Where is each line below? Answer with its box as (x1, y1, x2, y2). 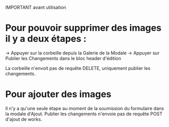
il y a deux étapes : (5, 33, 87, 45)
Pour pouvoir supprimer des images (5, 22, 162, 34)
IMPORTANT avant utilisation (5, 5, 67, 10)
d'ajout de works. (5, 116, 43, 122)
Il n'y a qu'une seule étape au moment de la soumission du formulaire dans (5, 105, 164, 111)
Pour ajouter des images (5, 89, 111, 100)
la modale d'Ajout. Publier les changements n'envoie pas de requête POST (5, 111, 163, 117)
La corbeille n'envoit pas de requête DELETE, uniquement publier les (5, 65, 151, 71)
